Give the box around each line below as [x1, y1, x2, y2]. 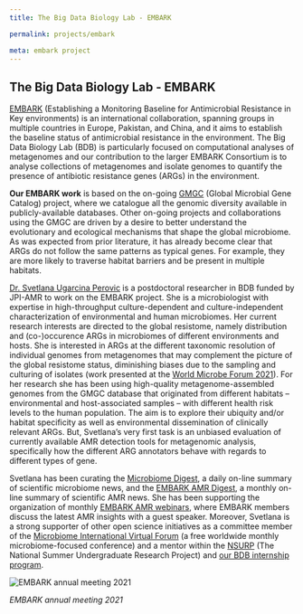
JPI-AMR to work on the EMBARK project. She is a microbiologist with [9, 292, 269, 303]
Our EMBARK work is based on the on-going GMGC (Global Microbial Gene [9, 188, 292, 199]
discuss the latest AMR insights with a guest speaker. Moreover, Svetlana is [9, 512, 290, 523]
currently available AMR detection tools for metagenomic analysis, [9, 436, 257, 448]
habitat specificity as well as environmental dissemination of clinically [9, 417, 269, 428]
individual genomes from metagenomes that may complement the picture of [9, 350, 293, 361]
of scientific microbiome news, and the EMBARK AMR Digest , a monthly [9, 483, 278, 494]
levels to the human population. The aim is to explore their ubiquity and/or [9, 408, 285, 419]
